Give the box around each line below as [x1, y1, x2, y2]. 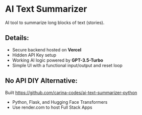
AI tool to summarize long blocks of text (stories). [5, 20, 105, 25]
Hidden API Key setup [12, 52, 56, 58]
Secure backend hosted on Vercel [12, 46, 82, 52]
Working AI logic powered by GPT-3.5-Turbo [12, 57, 104, 63]
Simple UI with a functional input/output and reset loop [12, 62, 123, 68]
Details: [5, 34, 29, 42]
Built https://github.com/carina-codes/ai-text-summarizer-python [5, 90, 138, 95]
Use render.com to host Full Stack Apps [12, 104, 93, 110]
